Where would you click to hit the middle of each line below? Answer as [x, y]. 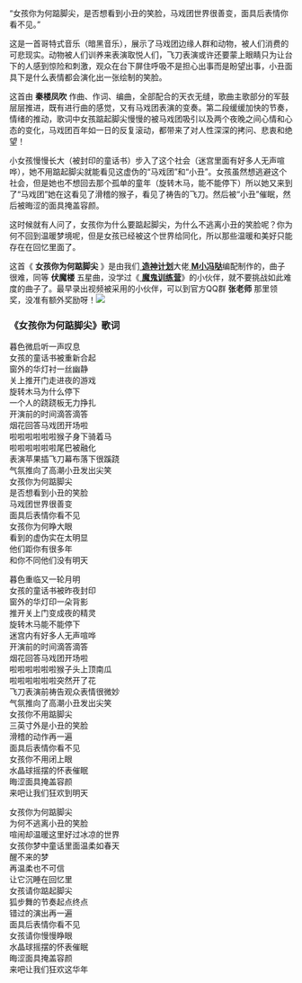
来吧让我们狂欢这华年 [49, 970]
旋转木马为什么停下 [45, 392]
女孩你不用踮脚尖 [41, 714]
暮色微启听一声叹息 [45, 347]
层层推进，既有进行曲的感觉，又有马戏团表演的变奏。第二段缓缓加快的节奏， [151, 107]
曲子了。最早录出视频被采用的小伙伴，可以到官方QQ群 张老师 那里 [147, 289]
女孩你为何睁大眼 [41, 527]
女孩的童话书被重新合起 [53, 358]
